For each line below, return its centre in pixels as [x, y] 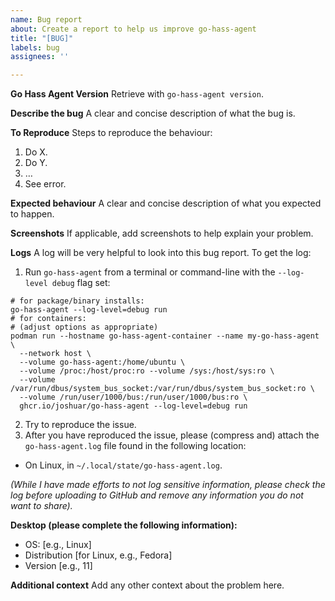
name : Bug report [46, 19]
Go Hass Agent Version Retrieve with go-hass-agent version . [137, 94]
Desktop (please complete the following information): [124, 525]
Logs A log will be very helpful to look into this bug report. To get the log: [161, 253]
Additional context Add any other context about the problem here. [147, 585]
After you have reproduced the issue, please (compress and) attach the [172, 435]
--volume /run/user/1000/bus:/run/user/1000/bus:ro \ [133, 397]
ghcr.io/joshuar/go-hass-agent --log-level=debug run [133, 406]
